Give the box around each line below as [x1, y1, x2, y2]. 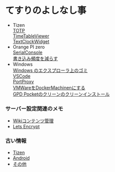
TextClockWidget [12, 38, 50, 44]
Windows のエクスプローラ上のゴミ [12, 67, 88, 73]
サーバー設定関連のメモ [5, 105, 63, 112]
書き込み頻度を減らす [12, 55, 58, 62]
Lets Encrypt [12, 124, 40, 130]
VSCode [12, 73, 31, 79]
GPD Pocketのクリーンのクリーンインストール [12, 91, 110, 97]
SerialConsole [12, 49, 43, 55]
